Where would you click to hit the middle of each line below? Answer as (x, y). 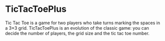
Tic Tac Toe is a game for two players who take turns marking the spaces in (83, 23)
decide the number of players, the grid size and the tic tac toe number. (78, 33)
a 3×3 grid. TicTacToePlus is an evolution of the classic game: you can (77, 28)
